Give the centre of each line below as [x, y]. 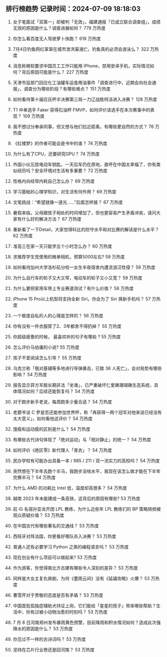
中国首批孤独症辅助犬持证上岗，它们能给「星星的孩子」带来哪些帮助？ [84, 605]
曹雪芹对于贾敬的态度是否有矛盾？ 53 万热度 [58, 595]
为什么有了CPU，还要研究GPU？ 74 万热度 [56, 154]
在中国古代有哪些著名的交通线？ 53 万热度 [56, 526]
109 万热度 [33, 116]
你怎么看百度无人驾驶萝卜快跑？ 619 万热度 [57, 38]
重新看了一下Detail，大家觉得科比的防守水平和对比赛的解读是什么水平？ [86, 229]
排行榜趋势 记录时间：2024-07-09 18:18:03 [73, 9]
